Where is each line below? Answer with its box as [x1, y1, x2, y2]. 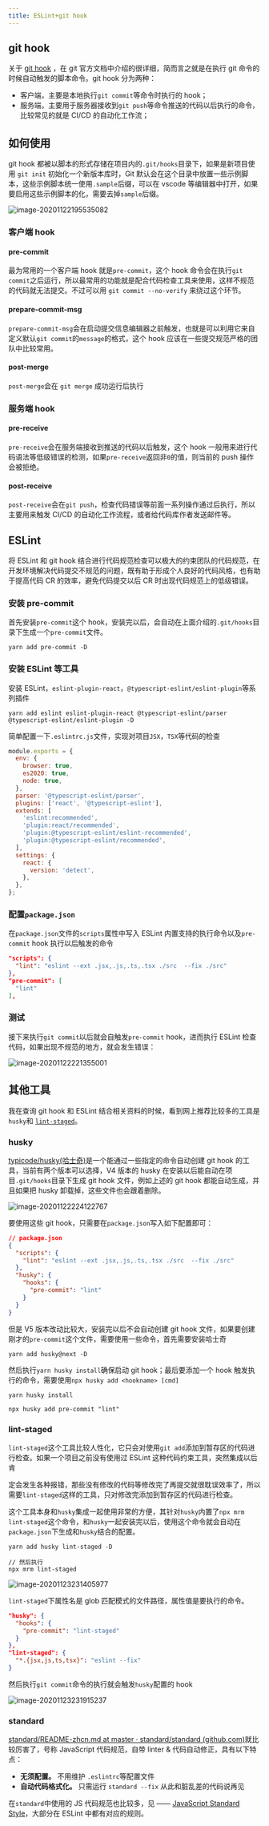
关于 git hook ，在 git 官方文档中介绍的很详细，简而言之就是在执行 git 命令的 [8, 63, 260, 73]
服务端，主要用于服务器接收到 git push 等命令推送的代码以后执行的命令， [19, 101, 260, 110]
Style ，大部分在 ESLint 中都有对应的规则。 [8, 1808, 148, 1818]
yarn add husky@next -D [8, 1350, 88, 1358]
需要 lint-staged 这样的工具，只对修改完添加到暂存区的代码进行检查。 [8, 1490, 238, 1499]
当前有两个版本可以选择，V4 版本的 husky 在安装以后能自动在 [22, 1166, 226, 1175]
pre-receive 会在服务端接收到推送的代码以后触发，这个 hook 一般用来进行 [8, 442, 251, 451]
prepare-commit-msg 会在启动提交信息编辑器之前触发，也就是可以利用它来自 [8, 323, 255, 333]
